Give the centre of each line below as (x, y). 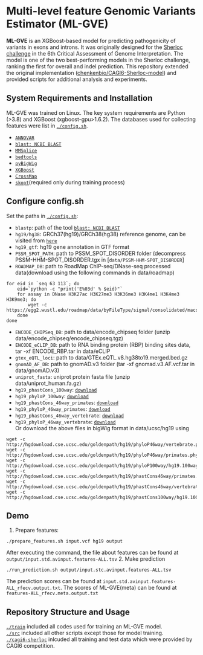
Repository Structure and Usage (68, 612)
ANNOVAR (24, 138)
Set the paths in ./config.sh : (42, 216)
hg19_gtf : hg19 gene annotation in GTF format (72, 247)
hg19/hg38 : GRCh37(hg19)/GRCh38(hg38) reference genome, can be (100, 234)
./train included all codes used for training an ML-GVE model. (84, 627)
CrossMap (26, 176)
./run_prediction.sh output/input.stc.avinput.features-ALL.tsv (89, 570)
